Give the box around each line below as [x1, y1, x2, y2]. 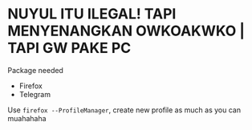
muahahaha [7, 113, 47, 123]
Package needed [7, 65, 63, 75]
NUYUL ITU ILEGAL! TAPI [7, 5, 177, 23]
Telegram [18, 89, 51, 99]
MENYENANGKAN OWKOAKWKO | [7, 22, 246, 40]
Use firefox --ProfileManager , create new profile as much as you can [7, 105, 242, 115]
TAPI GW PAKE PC [7, 39, 132, 57]
